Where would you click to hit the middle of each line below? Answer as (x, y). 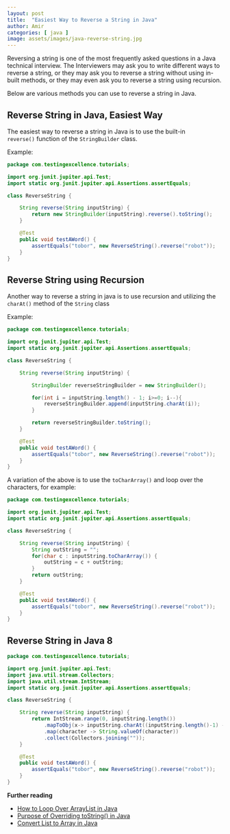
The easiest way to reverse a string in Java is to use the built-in (97, 131)
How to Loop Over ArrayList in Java (67, 808)
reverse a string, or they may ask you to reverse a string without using (106, 73)
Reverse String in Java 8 (60, 641)
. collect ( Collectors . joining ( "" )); (94, 738)
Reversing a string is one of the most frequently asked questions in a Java (112, 58)
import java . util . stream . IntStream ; (59, 681)
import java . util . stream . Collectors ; (61, 675)
